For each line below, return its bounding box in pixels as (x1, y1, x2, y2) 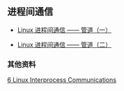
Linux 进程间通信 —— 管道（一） (17, 26, 112, 34)
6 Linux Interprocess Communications (7, 76, 117, 84)
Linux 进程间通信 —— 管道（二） (17, 40, 112, 49)
